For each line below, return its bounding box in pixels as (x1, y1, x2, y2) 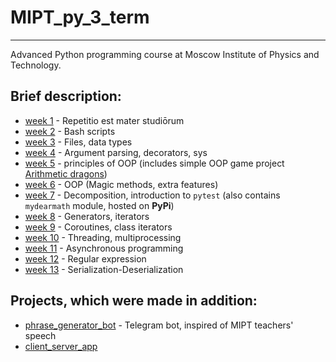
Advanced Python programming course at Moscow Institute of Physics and (10, 48, 320, 60)
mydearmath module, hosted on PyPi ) (24, 199, 175, 211)
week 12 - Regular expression (24, 252, 147, 265)
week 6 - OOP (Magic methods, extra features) (24, 178, 219, 190)
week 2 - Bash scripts (24, 125, 116, 137)
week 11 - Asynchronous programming (24, 242, 184, 254)
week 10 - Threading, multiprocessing (24, 231, 182, 243)
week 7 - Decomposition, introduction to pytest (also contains (24, 189, 281, 201)
